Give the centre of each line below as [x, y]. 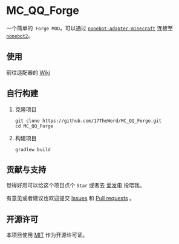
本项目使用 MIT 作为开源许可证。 [47, 235]
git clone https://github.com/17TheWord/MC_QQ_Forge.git [88, 121]
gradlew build [33, 149]
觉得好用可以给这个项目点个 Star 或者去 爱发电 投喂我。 [76, 185]
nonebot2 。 [20, 36]
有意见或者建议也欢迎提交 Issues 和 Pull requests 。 [70, 198]
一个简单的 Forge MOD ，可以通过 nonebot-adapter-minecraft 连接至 [90, 28]
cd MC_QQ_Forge [34, 126]
